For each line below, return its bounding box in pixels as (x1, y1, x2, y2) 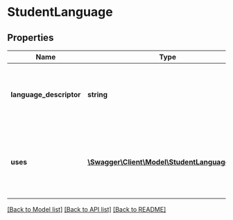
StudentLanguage (7, 4, 113, 20)
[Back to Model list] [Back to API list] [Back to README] (7, 205, 166, 213)
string (87, 90, 108, 99)
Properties (7, 32, 54, 44)
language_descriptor (10, 90, 81, 99)
